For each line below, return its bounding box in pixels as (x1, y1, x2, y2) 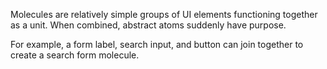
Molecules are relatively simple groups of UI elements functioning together (10, 9, 318, 20)
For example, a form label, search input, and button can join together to (10, 39, 304, 50)
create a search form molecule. (10, 49, 140, 61)
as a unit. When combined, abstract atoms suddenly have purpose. (10, 19, 287, 31)
